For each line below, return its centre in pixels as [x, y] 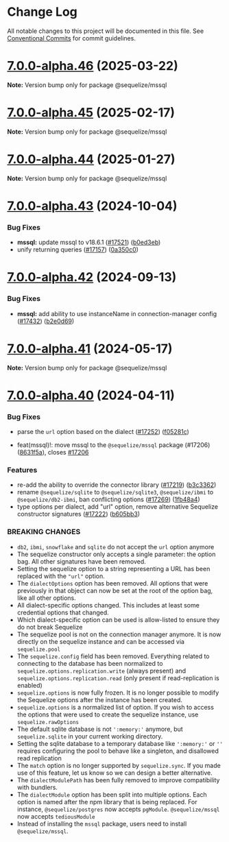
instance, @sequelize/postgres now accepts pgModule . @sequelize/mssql [118, 809]
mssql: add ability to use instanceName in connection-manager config [117, 313]
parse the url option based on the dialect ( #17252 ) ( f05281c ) [103, 432]
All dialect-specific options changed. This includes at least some [108, 605]
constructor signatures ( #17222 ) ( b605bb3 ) [79, 514]
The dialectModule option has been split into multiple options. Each [112, 794]
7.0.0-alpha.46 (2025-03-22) [93, 66]
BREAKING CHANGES [44, 532]
